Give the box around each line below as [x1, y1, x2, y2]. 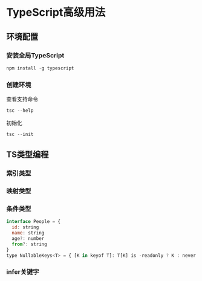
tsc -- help [6, 108, 34, 114]
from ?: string [11, 241, 47, 247]
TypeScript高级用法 [6, 5, 106, 19]
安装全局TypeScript [6, 51, 65, 59]
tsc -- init [6, 131, 34, 137]
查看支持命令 [6, 95, 38, 103]
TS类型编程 [6, 149, 49, 160]
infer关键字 [6, 268, 39, 276]
